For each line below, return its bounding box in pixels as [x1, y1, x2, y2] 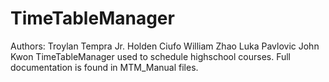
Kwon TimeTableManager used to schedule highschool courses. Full [10, 50, 291, 62]
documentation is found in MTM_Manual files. [10, 61, 199, 73]
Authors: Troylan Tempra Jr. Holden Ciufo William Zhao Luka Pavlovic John [10, 40, 320, 52]
